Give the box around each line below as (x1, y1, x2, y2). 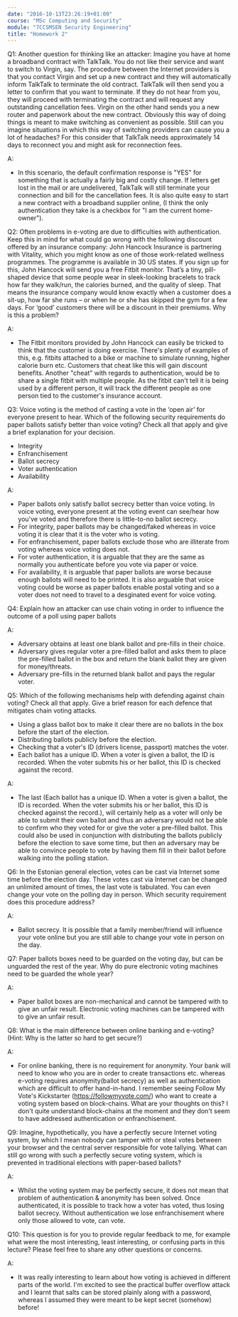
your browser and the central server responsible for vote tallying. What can (7, 1143, 227, 1152)
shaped (7, 273, 30, 282)
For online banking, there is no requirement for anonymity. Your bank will (17, 1061, 231, 1070)
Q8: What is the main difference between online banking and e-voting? (7, 1026, 215, 1035)
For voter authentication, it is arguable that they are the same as (17, 553, 205, 562)
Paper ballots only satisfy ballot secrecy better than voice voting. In (17, 500, 215, 508)
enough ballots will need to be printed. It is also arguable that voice (17, 575, 215, 584)
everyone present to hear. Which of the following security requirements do (7, 413, 226, 421)
